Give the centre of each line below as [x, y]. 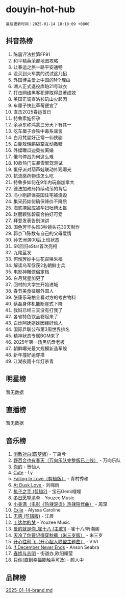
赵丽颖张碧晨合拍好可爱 [38, 214]
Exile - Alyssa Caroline [37, 510]
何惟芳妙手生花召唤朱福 [38, 259]
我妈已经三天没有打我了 [38, 310]
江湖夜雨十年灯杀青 [33, 361]
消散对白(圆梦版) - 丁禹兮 [40, 454]
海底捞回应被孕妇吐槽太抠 [40, 208]
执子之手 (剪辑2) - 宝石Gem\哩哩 [47, 492]
